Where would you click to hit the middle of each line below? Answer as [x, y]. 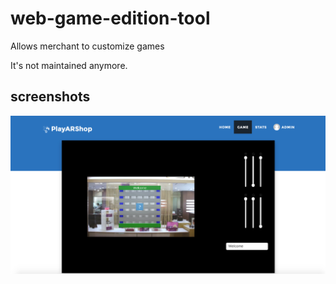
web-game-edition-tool [110, 18]
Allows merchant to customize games [87, 46]
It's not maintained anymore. [69, 65]
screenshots [50, 97]
